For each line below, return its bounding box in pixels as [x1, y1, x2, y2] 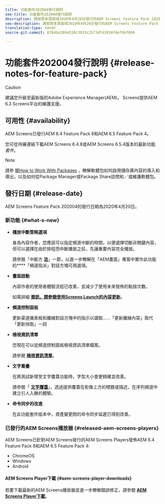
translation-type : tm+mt [5, 26, 56, 31]
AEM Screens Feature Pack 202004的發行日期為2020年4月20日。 [5, 203, 139, 209]
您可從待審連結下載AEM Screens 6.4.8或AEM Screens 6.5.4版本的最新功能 [5, 141, 156, 147]
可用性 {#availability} [5, 116, 71, 125]
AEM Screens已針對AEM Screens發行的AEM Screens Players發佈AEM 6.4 [5, 437, 155, 443]
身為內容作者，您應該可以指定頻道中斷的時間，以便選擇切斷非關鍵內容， [12, 239, 159, 245]
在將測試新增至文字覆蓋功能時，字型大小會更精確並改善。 [12, 373, 129, 379]
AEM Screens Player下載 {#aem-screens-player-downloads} [5, 475, 132, 481]
